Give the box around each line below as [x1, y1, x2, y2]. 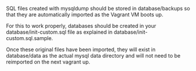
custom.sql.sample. [6, 35, 53, 41]
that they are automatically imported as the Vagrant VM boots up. [6, 11, 164, 18]
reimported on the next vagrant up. [6, 58, 91, 65]
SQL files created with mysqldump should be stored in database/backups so [6, 5, 190, 12]
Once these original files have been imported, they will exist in [6, 46, 156, 53]
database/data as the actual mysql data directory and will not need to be [6, 52, 181, 59]
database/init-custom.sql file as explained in [6, 29, 113, 35]
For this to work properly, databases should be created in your [6, 23, 157, 29]
